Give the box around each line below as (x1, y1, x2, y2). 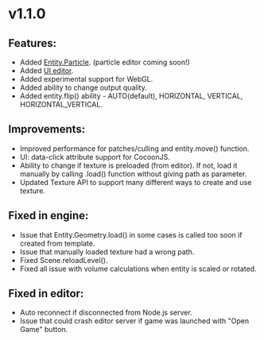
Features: (8, 37, 57, 50)
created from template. (19, 238, 95, 248)
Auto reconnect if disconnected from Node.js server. (19, 307, 192, 318)
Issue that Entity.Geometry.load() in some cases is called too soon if (19, 230, 243, 239)
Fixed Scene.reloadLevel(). (19, 255, 108, 265)
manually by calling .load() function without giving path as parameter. (19, 168, 247, 179)
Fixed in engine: (8, 209, 89, 222)
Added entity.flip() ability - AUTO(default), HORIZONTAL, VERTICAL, (19, 91, 243, 100)
